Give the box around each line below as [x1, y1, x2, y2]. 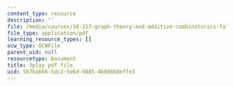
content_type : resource [7, 10, 77, 17]
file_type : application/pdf [7, 29, 89, 37]
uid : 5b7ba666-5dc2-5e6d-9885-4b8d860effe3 [7, 68, 136, 75]
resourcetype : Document [7, 55, 77, 62]
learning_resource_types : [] [7, 36, 92, 43]
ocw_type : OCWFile [7, 42, 61, 49]
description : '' [7, 17, 54, 24]
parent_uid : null [7, 49, 58, 56]
